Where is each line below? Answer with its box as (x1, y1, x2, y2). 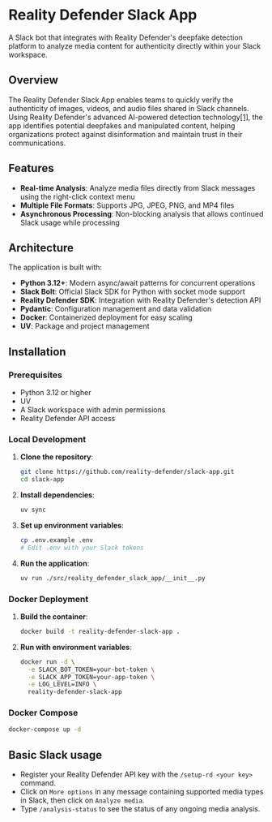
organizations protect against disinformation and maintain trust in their (8, 129, 243, 139)
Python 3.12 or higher (19, 388, 91, 398)
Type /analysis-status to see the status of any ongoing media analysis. (19, 804, 261, 814)
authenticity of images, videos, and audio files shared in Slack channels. (8, 103, 249, 113)
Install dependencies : (19, 490, 95, 500)
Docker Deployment (8, 593, 89, 605)
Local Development (8, 433, 87, 445)
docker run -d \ (19, 657, 75, 666)
